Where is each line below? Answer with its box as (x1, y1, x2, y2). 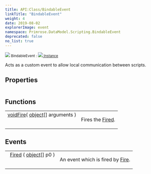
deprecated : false (5, 34, 42, 39)
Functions (5, 97, 37, 106)
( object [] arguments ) (26, 111, 76, 118)
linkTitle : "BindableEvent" (5, 12, 62, 16)
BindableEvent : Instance (11, 53, 58, 58)
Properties (5, 76, 38, 84)
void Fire (7, 111, 26, 118)
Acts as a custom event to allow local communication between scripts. (5, 62, 146, 68)
